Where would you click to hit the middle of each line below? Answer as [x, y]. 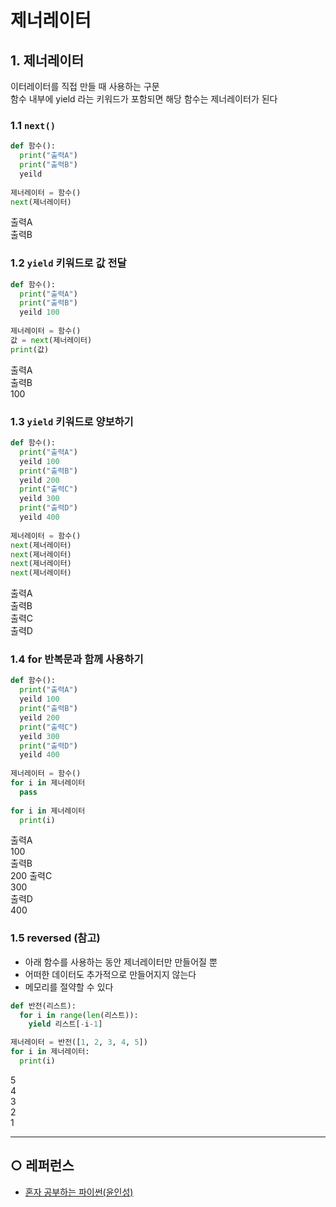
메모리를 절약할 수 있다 [69, 987]
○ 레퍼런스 [42, 1166]
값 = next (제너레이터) [51, 340]
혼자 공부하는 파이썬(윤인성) [79, 1192]
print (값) [30, 349]
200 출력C [31, 876]
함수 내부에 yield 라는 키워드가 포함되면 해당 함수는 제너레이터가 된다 [144, 99]
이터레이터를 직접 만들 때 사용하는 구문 [85, 86]
